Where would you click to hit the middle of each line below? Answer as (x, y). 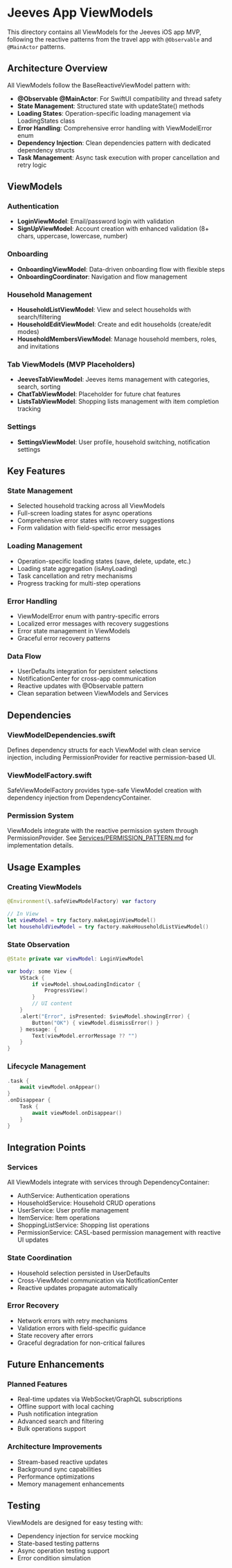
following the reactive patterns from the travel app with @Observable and (110, 39)
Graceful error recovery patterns (64, 638)
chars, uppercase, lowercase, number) (72, 236)
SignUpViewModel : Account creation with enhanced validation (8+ (113, 229)
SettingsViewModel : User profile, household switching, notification (114, 442)
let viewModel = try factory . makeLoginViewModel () (82, 920)
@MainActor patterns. (36, 46)
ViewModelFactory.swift (50, 775)
